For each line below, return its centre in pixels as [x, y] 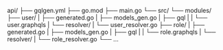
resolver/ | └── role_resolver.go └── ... [63, 39]
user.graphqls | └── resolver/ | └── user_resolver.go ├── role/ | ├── [106, 25]
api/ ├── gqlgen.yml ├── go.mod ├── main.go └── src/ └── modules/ [109, 10]
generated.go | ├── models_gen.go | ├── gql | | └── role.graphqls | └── [111, 32]
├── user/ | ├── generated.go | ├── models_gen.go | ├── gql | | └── [107, 18]
